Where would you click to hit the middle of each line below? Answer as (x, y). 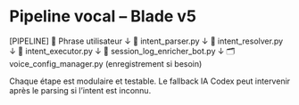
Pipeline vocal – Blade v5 (103, 16)
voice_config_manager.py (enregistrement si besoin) (106, 63)
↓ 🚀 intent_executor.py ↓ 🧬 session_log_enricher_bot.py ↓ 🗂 (122, 51)
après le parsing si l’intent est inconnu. (80, 90)
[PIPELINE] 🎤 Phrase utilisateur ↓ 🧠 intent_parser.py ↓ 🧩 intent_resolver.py (146, 41)
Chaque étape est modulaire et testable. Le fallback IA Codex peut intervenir (150, 81)
